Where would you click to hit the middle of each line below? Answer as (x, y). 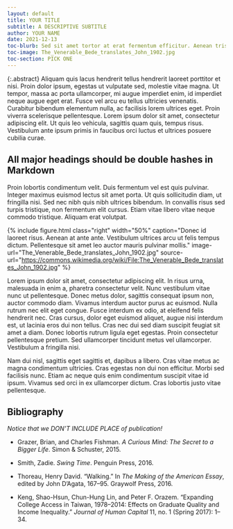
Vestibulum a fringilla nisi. (44, 347)
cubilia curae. (27, 138)
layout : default (31, 14)
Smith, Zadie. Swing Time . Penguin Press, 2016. (85, 463)
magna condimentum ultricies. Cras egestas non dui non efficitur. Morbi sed (116, 368)
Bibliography (35, 412)
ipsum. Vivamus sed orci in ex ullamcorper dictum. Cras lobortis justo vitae (114, 382)
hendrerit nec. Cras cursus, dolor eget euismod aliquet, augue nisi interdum (115, 318)
